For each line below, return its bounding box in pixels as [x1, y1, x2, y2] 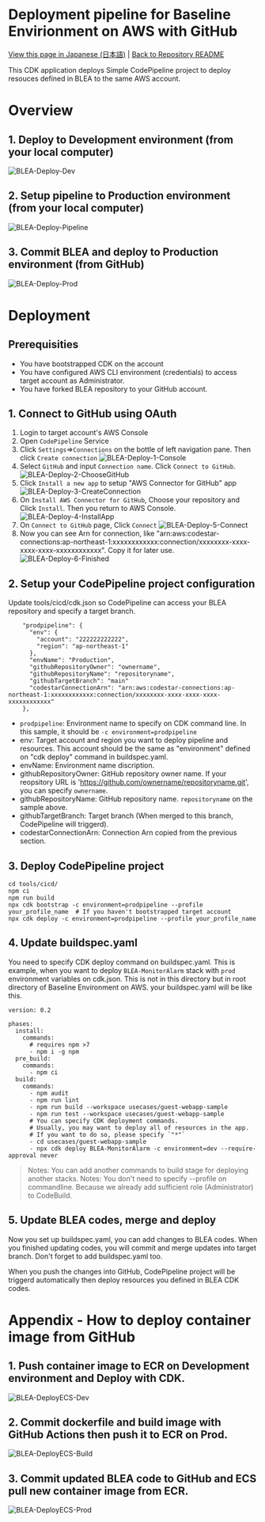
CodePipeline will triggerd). [19, 820, 109, 829]
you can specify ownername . [19, 786, 108, 796]
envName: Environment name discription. [19, 761, 155, 770]
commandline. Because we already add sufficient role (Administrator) [27, 1182, 254, 1191]
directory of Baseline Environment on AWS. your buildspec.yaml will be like [8, 982, 253, 992]
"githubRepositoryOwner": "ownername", [28, 663, 161, 672]
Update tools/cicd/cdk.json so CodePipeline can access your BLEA [8, 598, 227, 608]
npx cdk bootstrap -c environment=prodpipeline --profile [8, 901, 203, 909]
